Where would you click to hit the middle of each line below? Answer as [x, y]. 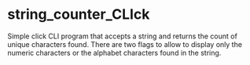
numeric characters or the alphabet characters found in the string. [114, 52]
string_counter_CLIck [79, 14]
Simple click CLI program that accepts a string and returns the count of [122, 36]
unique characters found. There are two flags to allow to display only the [125, 44]
